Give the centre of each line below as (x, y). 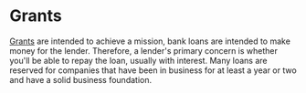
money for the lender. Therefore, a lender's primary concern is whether (144, 50)
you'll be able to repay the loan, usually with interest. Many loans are (138, 60)
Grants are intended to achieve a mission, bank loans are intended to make (150, 41)
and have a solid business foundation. (81, 79)
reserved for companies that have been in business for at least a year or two (153, 70)
